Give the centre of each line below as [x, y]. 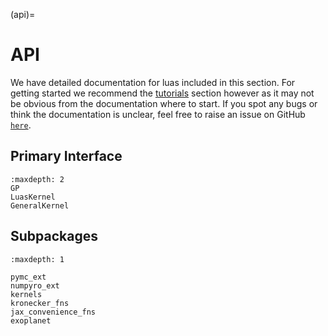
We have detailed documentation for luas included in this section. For [153, 82]
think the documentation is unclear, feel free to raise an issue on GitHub [158, 114]
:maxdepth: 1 [37, 259]
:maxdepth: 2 [37, 179]
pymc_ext [28, 277]
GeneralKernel [40, 205]
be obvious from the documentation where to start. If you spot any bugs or [164, 103]
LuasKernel [33, 197]
